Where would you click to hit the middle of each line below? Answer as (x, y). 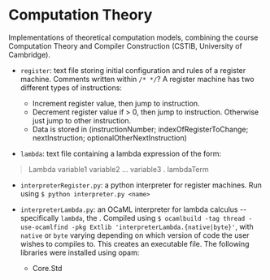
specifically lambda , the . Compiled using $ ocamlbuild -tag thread (133, 218)
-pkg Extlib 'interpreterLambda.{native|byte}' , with (163, 226)
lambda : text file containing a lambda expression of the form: (121, 153)
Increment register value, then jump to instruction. (116, 103)
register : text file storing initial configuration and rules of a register (133, 70)
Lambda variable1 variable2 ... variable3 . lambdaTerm (118, 169)
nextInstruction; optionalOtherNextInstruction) (109, 138)
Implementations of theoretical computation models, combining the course (133, 37)
